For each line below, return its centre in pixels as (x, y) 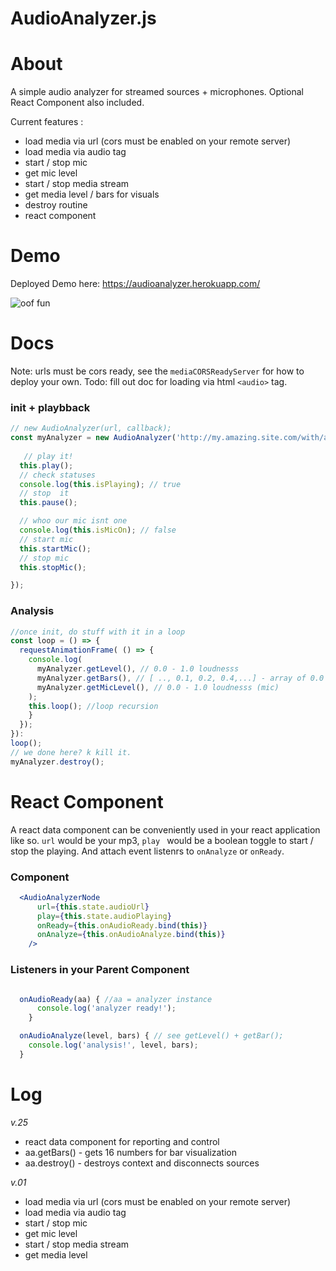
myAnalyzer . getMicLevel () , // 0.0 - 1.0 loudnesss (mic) (158, 687)
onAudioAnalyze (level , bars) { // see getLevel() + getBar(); (151, 1036)
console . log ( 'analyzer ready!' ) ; (106, 1008)
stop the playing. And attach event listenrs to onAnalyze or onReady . (147, 851)
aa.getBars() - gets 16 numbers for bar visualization (131, 1152)
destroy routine (56, 205)
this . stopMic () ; (53, 567)
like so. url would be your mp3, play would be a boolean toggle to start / (162, 840)
